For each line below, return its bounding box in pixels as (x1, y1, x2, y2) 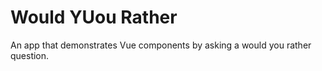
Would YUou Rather (10, 6, 178, 29)
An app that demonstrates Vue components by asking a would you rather (10, 39, 312, 51)
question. (10, 49, 50, 61)
